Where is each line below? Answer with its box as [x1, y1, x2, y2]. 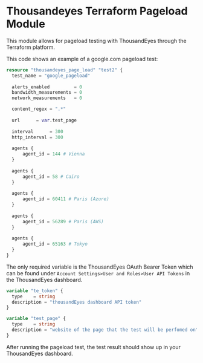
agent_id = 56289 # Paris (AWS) [22, 218, 104, 224]
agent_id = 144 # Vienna [22, 151, 85, 157]
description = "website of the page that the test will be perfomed [11, 327, 188, 333]
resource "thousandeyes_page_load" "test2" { [6, 67, 123, 73]
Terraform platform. [6, 44, 56, 51]
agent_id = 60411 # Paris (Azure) [22, 196, 110, 202]
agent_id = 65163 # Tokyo [22, 241, 88, 247]
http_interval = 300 [11, 134, 63, 140]
